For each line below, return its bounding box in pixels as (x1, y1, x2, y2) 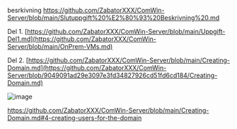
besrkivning (7, 6, 42, 14)
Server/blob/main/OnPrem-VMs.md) (7, 43, 113, 50)
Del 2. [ (7, 56, 29, 64)
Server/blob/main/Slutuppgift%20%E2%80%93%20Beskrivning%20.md (7, 13, 220, 22)
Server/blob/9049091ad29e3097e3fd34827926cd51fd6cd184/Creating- (7, 71, 218, 79)
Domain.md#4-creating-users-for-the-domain (7, 113, 142, 122)
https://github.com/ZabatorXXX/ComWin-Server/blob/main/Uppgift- (27, 28, 226, 35)
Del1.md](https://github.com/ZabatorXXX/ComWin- (7, 35, 157, 43)
